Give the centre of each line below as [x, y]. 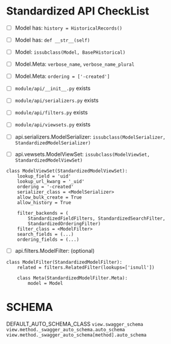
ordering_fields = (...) [48, 240]
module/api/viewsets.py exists [53, 124]
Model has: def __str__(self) [52, 40]
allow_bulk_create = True [50, 197]
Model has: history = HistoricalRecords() [68, 28]
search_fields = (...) [45, 234]
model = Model [45, 283]
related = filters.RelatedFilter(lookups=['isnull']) [86, 267]
